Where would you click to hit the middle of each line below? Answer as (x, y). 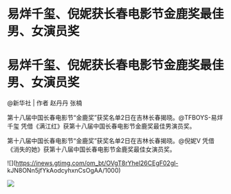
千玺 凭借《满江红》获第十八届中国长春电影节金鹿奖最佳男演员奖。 (101, 126)
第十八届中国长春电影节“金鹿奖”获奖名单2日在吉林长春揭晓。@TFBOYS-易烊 (115, 118)
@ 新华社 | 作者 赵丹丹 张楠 (45, 103)
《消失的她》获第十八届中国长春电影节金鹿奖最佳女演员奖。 (91, 149)
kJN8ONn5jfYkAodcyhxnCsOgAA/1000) (64, 171)
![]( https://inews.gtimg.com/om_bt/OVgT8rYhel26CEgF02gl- (93, 163)
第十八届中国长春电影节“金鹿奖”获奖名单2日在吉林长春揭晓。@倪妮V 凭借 (111, 141)
